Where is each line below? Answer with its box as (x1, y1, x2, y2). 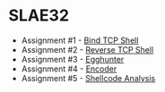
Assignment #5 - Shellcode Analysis (21, 72, 156, 83)
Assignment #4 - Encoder (21, 63, 117, 74)
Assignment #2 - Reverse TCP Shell (21, 44, 154, 54)
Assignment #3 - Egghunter (21, 54, 125, 64)
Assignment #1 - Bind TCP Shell (21, 35, 139, 46)
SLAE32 (8, 5, 69, 26)
